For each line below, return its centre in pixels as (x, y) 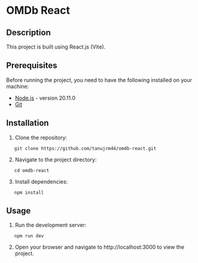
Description (28, 33)
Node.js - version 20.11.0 (45, 98)
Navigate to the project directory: (56, 160)
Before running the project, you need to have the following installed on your (99, 80)
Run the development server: (51, 225)
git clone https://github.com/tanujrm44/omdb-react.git (85, 148)
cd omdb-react (32, 170)
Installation (28, 123)
